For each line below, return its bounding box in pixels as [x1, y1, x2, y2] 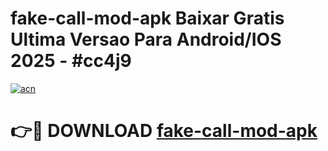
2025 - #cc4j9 [10, 50, 132, 72]
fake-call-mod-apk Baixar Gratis [10, 7, 285, 30]
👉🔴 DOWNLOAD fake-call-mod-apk [10, 120, 318, 142]
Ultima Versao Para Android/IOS [10, 28, 282, 51]
